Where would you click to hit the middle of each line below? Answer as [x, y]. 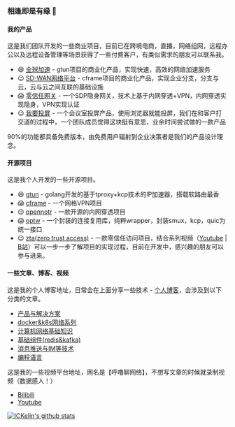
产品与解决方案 [39, 313]
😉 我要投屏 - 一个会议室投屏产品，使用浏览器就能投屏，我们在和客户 [116, 113]
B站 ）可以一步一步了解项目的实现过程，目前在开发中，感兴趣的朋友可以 [120, 247]
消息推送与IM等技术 [46, 348]
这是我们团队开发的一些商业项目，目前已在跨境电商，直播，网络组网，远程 [114, 46]
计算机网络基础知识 [45, 331]
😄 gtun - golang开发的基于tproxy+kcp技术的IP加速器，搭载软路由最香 [118, 194]
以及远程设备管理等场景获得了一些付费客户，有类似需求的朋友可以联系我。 [120, 55]
